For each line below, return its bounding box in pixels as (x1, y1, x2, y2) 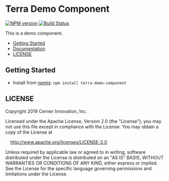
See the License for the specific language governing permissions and (5, 165, 152, 171)
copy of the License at (5, 129, 53, 135)
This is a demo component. (5, 30, 63, 36)
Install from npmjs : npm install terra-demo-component (12, 79, 127, 85)
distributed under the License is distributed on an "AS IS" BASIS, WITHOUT (5, 154, 164, 160)
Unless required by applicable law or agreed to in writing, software (5, 149, 146, 155)
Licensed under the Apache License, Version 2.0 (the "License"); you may (5, 118, 162, 124)
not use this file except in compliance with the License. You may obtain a (5, 123, 159, 130)
